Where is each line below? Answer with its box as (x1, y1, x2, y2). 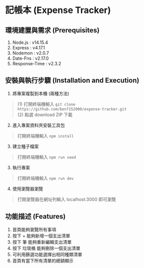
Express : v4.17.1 (12, 45, 45, 50)
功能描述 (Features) (5, 212, 66, 221)
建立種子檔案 (12, 143, 39, 149)
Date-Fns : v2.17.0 (12, 55, 49, 61)
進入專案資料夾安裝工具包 (12, 122, 65, 128)
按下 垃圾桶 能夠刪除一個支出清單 (12, 245, 80, 251)
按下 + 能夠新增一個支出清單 (12, 233, 71, 239)
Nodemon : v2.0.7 (12, 50, 49, 56)
